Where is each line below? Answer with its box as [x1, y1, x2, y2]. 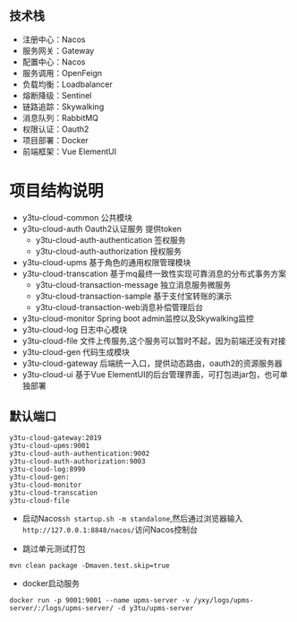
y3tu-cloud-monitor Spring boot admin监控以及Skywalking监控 [21, 313, 255, 324]
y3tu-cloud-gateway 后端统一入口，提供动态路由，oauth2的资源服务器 [21, 358, 283, 368]
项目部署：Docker [21, 134, 89, 145]
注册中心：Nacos [21, 34, 86, 45]
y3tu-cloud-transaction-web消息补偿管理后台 [35, 301, 204, 312]
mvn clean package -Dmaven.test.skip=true [9, 561, 170, 570]
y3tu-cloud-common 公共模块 [21, 212, 132, 222]
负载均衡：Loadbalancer [21, 79, 114, 90]
